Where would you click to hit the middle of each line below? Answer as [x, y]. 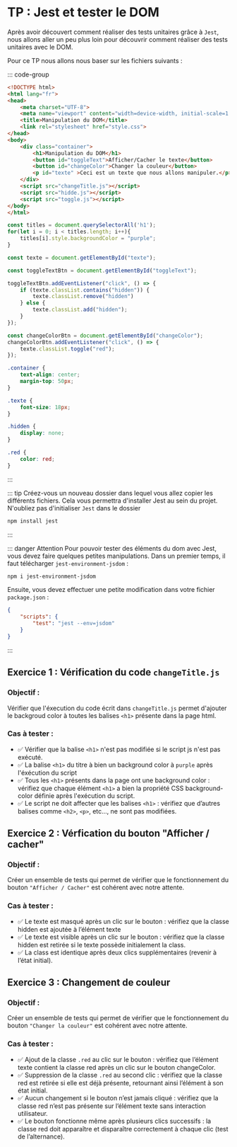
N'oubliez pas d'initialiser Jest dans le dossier [74, 508]
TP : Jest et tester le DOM [84, 12]
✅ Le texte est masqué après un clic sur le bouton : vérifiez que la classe [123, 921]
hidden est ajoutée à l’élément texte [69, 929]
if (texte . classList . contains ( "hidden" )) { [85, 290]
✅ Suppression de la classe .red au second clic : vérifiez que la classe [120, 1075]
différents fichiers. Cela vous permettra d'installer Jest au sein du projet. [113, 501]
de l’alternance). [41, 1136]
